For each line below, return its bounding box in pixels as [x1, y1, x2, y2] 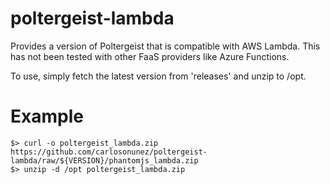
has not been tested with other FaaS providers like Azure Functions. [10, 50, 290, 62]
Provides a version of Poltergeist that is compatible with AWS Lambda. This [10, 40, 321, 52]
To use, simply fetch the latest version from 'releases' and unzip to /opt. [10, 70, 307, 82]
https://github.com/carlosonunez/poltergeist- [10, 147, 208, 157]
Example [10, 105, 84, 128]
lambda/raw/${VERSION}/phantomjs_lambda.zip [10, 155, 199, 166]
